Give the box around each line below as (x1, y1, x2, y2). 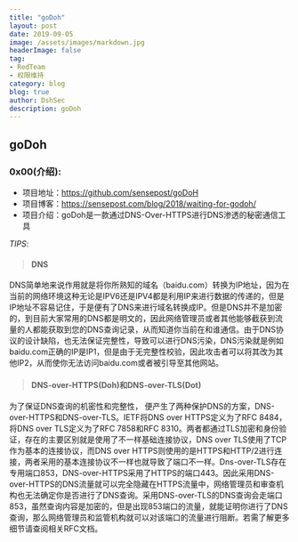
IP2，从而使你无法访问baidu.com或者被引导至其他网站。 (16, 358, 224, 368)
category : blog (9, 79, 66, 88)
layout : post (9, 21, 58, 30)
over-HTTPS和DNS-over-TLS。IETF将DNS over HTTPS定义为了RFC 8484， (9, 412, 287, 423)
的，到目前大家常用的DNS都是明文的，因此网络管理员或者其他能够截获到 (9, 313, 276, 324)
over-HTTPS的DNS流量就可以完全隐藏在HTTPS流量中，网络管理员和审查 (9, 479, 277, 489)
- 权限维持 (9, 71, 44, 80)
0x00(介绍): (9, 166, 62, 178)
